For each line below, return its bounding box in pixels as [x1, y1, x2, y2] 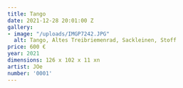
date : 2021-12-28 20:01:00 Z [7, 17, 94, 24]
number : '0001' [7, 70, 53, 77]
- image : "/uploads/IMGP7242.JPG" [7, 30, 110, 38]
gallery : [7, 23, 33, 31]
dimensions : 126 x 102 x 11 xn [7, 57, 100, 64]
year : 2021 [7, 50, 40, 57]
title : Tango [7, 10, 46, 18]
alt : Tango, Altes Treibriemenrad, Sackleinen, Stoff [14, 37, 177, 44]
